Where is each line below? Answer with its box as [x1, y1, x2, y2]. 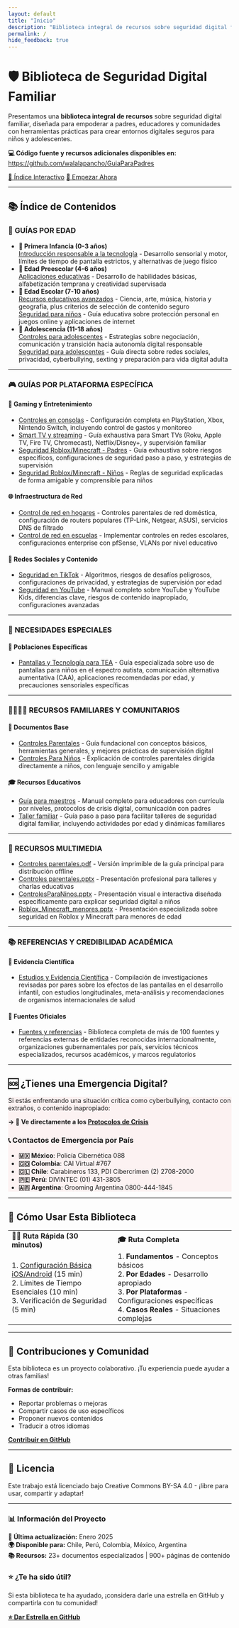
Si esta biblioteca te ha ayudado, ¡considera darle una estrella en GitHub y [8, 1590, 225, 1600]
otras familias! [8, 1372, 49, 1380]
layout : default [8, 10, 56, 18]
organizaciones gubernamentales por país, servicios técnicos [18, 1043, 199, 1051]
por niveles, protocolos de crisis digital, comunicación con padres [18, 804, 211, 812]
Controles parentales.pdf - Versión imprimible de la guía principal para [18, 860, 224, 868]
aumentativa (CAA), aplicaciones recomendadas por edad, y [18, 673, 195, 682]
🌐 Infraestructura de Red [8, 492, 83, 501]
